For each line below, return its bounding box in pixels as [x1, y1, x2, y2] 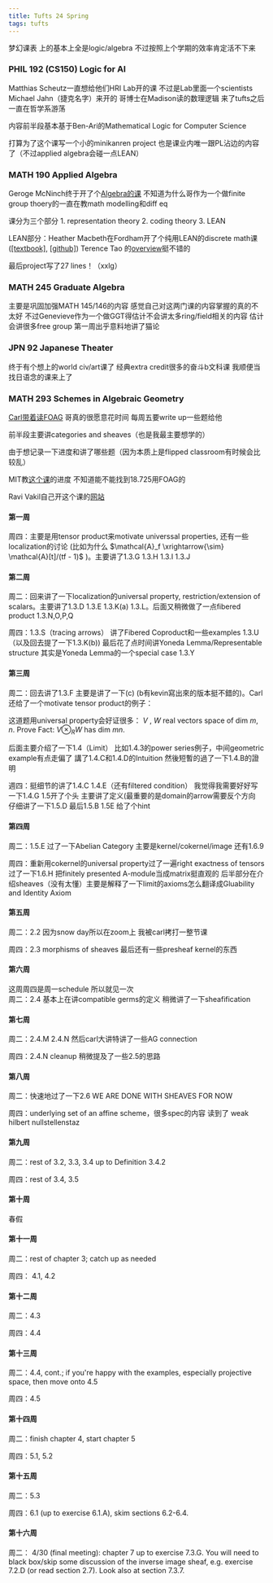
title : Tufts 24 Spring [8, 11, 89, 20]
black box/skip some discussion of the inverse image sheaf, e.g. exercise [8, 1557, 253, 1567]
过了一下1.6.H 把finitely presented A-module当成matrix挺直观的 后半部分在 [8, 868, 258, 878]
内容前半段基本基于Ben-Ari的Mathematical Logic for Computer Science [8, 120, 247, 130]
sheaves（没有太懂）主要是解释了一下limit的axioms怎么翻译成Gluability [15, 878, 255, 888]
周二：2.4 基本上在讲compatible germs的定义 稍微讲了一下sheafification [8, 995, 251, 1004]
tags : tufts [8, 20, 49, 28]
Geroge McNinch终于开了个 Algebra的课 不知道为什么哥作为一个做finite [8, 189, 246, 199]
